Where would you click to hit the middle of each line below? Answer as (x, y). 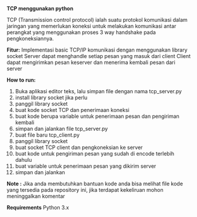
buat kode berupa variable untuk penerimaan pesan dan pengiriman (97, 116)
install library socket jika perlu (51, 97)
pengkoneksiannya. (30, 38)
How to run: (21, 80)
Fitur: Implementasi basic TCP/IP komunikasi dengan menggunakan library (97, 50)
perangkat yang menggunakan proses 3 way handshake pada (81, 32)
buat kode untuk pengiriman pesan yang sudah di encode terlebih (95, 154)
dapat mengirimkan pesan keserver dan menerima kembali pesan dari (91, 62)
